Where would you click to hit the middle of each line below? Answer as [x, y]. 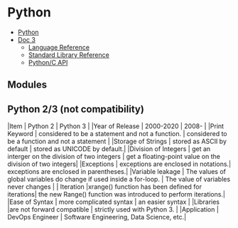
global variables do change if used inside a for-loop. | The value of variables [119, 180]
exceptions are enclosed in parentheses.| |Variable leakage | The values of [117, 172]
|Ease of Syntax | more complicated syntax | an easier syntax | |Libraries [114, 202]
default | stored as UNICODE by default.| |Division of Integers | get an [109, 149]
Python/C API [48, 62]
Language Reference [59, 47]
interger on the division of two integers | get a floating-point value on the [114, 157]
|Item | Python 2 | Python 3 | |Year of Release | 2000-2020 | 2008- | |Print [116, 126]
